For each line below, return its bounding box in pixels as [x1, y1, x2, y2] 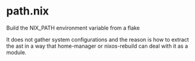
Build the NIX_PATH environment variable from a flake [6, 24, 140, 31]
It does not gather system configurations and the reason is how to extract [6, 36, 189, 43]
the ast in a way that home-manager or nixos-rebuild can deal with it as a [6, 42, 188, 50]
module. [6, 48, 27, 56]
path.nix [6, 4, 50, 18]
